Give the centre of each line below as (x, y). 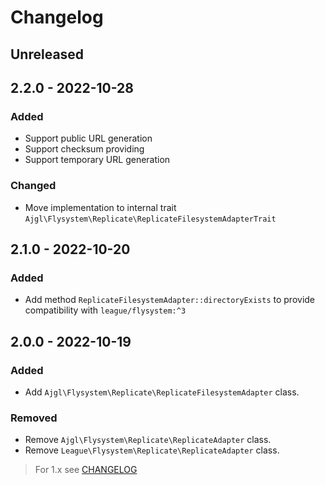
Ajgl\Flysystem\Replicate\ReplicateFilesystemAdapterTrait (150, 219)
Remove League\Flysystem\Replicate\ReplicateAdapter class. (152, 450)
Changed (33, 186)
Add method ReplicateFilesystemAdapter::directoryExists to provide (169, 300)
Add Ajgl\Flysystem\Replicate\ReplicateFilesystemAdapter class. (162, 392)
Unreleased (47, 54)
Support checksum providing (84, 149)
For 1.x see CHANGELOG (86, 470)
